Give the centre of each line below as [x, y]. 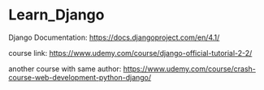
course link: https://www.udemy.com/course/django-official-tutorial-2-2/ [130, 53]
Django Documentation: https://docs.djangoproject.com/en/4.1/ [114, 37]
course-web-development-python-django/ [80, 77]
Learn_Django [56, 15]
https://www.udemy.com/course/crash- [189, 69]
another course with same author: [65, 69]
